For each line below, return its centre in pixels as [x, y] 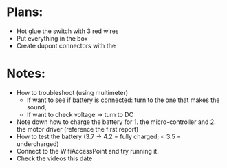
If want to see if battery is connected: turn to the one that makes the [123, 100]
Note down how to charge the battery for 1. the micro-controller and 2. [116, 122]
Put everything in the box [52, 38]
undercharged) [37, 144]
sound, [36, 107]
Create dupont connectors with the [66, 45]
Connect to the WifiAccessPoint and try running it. [87, 151]
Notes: [26, 74]
